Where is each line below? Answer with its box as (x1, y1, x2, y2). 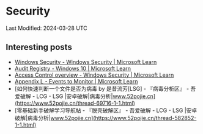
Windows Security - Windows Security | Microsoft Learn (14, 58, 157, 65)
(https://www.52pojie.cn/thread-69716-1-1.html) (14, 99, 136, 107)
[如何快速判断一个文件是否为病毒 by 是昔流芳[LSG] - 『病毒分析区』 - (14, 85, 190, 92)
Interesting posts (6, 42, 73, 52)
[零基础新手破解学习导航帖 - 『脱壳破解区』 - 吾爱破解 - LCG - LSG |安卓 (14, 107, 197, 114)
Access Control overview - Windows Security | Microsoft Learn (14, 71, 174, 79)
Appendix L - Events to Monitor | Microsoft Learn (14, 77, 138, 85)
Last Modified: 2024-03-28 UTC (6, 24, 87, 32)
